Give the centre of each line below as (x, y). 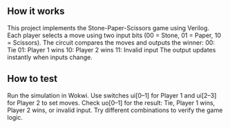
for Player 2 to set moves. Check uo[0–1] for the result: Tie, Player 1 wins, (111, 103)
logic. (15, 117)
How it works (36, 11)
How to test (32, 79)
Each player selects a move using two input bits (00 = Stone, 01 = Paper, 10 (114, 35)
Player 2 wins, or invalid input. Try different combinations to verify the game (115, 110)
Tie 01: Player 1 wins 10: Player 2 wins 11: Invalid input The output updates (112, 50)
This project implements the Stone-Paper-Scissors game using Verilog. (108, 28)
